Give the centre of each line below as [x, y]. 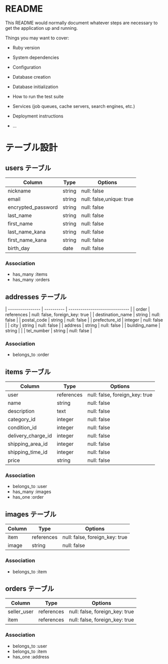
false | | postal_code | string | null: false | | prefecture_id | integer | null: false [84, 320]
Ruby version [26, 47]
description [21, 411]
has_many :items [30, 274]
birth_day [19, 248]
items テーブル [28, 372]
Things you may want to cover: [37, 38]
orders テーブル [30, 589]
